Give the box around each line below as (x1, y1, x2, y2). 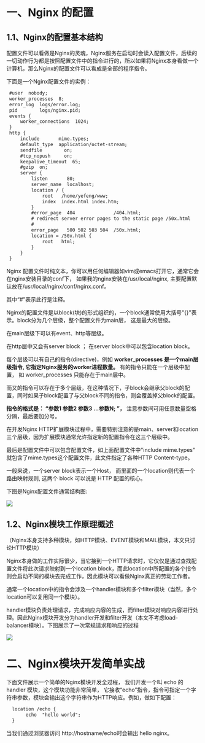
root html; (42, 238, 75, 244)
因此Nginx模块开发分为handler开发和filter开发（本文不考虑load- (17, 614, 179, 621)
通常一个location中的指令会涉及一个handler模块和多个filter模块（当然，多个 (6, 586, 198, 593)
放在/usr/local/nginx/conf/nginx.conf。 (11, 283, 110, 290)
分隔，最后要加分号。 (6, 413, 60, 420)
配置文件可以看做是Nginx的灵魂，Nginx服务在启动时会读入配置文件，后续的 (6, 50, 198, 56)
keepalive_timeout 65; (20, 158, 81, 165)
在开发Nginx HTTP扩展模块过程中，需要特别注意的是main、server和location (6, 426, 199, 433)
